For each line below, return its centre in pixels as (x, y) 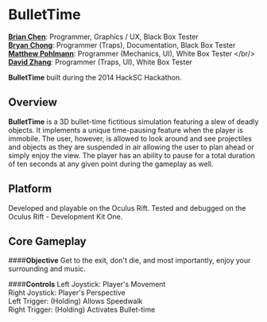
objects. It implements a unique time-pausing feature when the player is (126, 130)
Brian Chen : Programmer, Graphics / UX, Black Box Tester (103, 37)
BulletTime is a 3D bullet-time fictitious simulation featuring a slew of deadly (133, 122)
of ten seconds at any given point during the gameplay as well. (111, 164)
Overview (33, 102)
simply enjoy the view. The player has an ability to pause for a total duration (132, 155)
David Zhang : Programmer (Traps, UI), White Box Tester (100, 62)
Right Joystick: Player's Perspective (67, 293)
